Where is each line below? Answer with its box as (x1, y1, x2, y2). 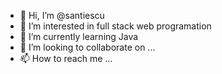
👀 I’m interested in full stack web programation (19, 20, 212, 32)
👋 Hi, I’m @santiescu (19, 10, 105, 21)
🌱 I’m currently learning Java (19, 31, 139, 42)
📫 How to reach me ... (19, 53, 113, 64)
